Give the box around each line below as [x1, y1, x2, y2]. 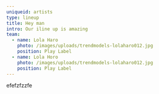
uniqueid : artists [6, 8, 53, 15]
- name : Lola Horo [12, 54, 59, 60]
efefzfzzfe [6, 82, 32, 89]
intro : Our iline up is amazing [6, 25, 88, 32]
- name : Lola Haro [12, 37, 59, 43]
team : [6, 32, 20, 38]
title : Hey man [6, 20, 45, 26]
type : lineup [6, 15, 39, 21]
